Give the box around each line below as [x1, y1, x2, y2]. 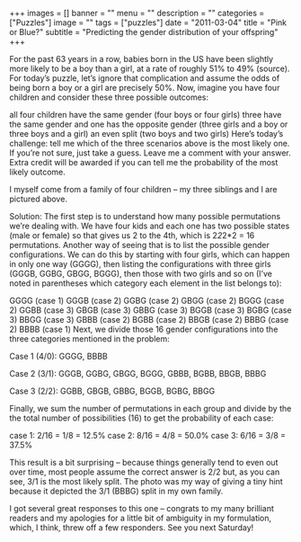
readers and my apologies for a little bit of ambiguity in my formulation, [9, 512, 272, 523]
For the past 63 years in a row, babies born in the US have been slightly [9, 54, 274, 64]
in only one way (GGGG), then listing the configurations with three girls [9, 259, 271, 269]
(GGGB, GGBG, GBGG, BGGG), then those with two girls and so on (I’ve [9, 269, 272, 279]
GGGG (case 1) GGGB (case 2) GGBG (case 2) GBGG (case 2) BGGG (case [9, 296, 285, 306]
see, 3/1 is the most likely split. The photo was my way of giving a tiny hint [9, 476, 283, 486]
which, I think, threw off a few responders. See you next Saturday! [9, 522, 254, 533]
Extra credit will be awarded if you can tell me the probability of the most [9, 157, 279, 167]
